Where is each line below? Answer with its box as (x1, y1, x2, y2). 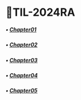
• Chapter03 (5, 56, 38, 64)
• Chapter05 (5, 87, 37, 95)
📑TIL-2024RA (5, 5, 76, 19)
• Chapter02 (5, 41, 37, 48)
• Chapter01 (5, 25, 37, 33)
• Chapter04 (5, 72, 38, 79)
